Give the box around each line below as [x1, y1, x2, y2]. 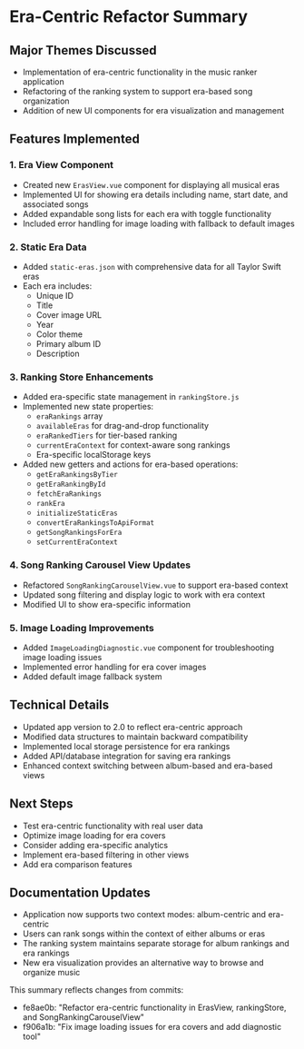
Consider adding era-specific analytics [22, 839, 169, 850]
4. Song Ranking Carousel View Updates [9, 559, 191, 571]
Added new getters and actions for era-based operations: [22, 459, 239, 470]
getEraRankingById [35, 480, 106, 490]
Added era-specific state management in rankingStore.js [22, 391, 240, 402]
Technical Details [9, 698, 110, 713]
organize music [22, 967, 81, 978]
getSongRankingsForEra [35, 529, 123, 538]
